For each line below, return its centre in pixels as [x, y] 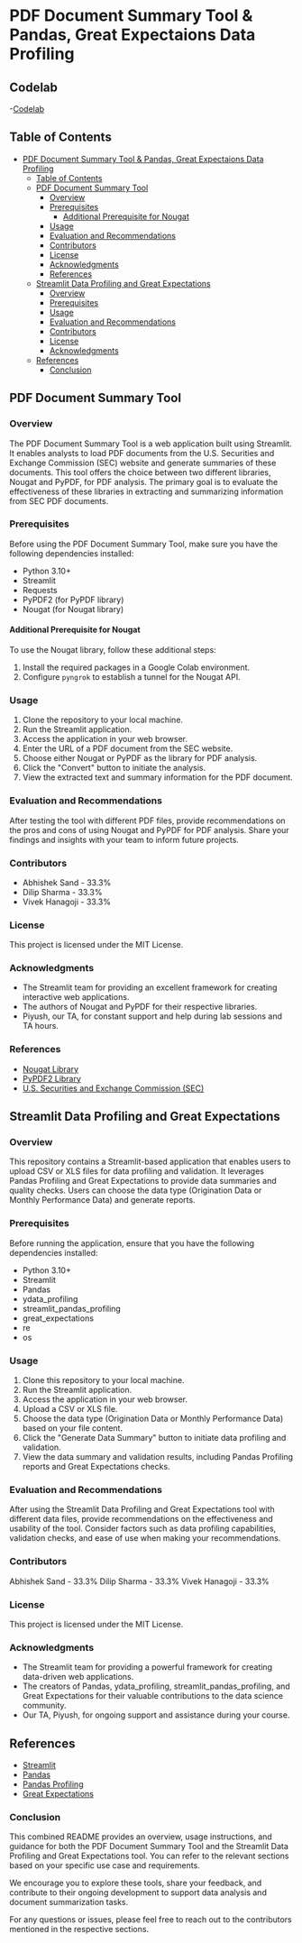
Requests [40, 590]
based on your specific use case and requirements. [105, 1865]
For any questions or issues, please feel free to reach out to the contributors [151, 1920]
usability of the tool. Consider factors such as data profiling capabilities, [143, 1528]
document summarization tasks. [69, 1902]
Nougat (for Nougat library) [73, 609]
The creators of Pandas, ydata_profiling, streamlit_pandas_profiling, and [156, 1686]
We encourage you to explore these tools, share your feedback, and [136, 1883]
